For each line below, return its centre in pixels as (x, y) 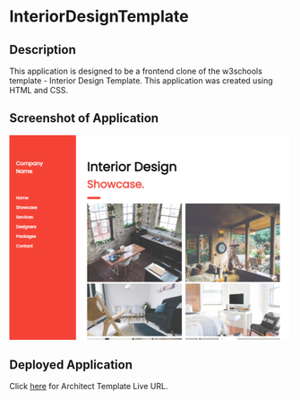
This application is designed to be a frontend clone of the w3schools (136, 71)
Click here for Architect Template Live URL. (89, 387)
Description (43, 50)
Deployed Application (71, 365)
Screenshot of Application (84, 118)
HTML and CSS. (39, 90)
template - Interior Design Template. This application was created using (141, 81)
